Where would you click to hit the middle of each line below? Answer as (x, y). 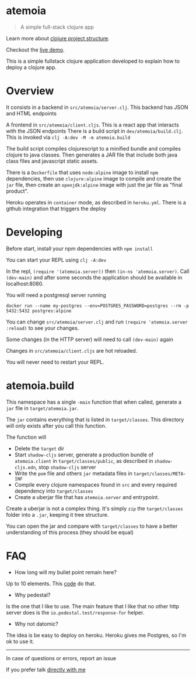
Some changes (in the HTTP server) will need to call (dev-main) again (90, 339)
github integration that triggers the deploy (56, 209)
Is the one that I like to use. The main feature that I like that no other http (93, 606)
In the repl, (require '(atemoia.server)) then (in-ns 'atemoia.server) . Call (98, 271)
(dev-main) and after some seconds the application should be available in (94, 277)
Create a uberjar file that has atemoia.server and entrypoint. (87, 497)
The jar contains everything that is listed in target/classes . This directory (95, 419)
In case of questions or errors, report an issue (61, 658)
